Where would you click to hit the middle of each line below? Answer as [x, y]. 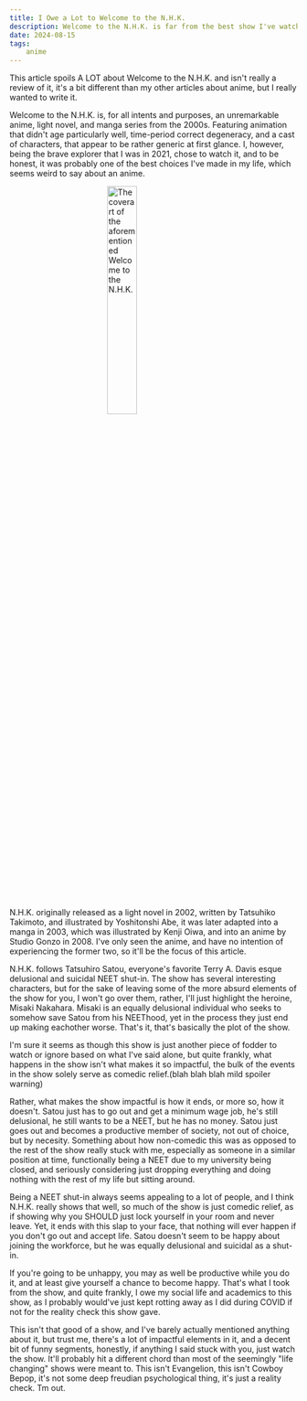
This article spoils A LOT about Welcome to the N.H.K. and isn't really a [143, 78]
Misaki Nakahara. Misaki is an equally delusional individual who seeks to [145, 1008]
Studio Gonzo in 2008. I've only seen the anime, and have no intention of [147, 942]
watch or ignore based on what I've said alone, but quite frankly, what [141, 1055]
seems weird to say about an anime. [77, 174]
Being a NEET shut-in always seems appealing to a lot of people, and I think [152, 1197]
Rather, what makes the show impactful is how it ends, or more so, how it [147, 1102]
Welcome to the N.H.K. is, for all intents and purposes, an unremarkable [144, 115]
